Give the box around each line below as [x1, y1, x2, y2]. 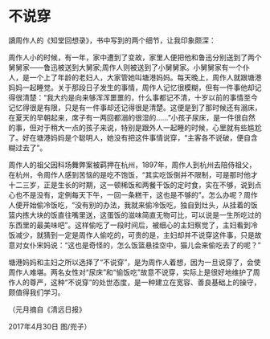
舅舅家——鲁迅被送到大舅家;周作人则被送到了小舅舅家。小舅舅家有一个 [8, 62, 243, 72]
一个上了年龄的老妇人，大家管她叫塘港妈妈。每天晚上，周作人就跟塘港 [29, 72, 262, 82]
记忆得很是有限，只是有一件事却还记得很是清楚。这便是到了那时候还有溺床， [8, 102, 262, 112]
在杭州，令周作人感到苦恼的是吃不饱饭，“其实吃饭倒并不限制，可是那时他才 [8, 169, 259, 179]
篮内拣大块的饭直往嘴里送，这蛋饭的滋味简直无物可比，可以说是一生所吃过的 [8, 210, 262, 219]
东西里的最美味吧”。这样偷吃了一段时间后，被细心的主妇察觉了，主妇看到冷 [8, 220, 259, 230]
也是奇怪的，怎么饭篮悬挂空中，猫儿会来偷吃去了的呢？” [75, 240, 261, 250]
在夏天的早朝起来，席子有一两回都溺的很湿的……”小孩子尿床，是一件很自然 [8, 112, 256, 122]
